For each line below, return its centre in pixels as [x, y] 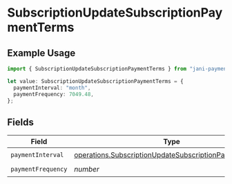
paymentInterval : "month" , [52, 88]
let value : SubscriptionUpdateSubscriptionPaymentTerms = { [96, 81]
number [86, 169]
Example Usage [41, 53]
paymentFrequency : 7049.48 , [54, 94]
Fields [21, 122]
